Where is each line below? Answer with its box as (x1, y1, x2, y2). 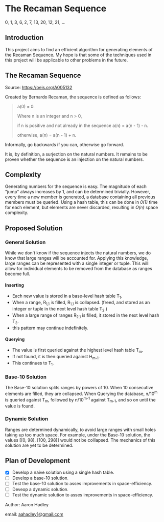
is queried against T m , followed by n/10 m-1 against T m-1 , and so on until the (5, 396, 156, 404)
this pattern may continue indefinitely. (12, 325, 89, 331)
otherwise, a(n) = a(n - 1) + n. (17, 132, 77, 138)
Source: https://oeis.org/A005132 (5, 84, 72, 90)
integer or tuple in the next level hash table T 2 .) (12, 306, 108, 313)
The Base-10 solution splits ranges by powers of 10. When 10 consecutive (5, 385, 154, 391)
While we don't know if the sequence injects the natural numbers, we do (5, 250, 151, 256)
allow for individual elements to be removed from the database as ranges (5, 266, 153, 272)
